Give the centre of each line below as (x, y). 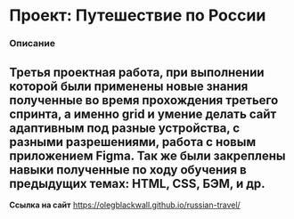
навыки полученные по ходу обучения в (128, 170)
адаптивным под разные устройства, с (125, 128)
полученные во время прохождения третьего (144, 100)
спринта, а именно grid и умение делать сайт (143, 114)
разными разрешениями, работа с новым (133, 142)
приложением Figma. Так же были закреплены (147, 155)
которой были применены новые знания (129, 86)
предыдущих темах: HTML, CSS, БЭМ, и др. (137, 183)
